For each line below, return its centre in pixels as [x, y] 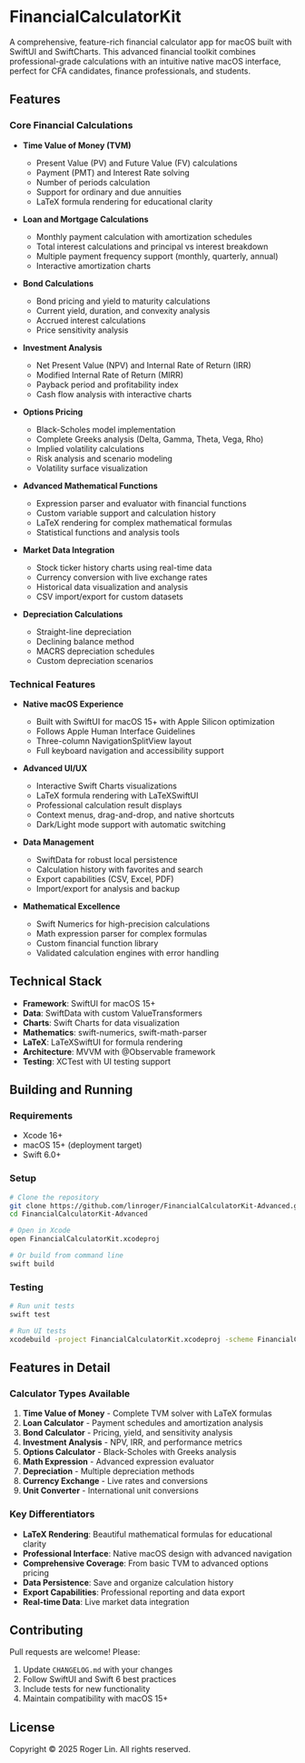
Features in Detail [60, 1368]
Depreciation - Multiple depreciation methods [108, 1471]
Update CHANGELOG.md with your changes [98, 1669]
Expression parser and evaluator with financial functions [141, 503]
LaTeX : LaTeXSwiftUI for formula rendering [103, 1042]
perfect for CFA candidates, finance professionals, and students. [130, 71]
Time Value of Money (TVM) [77, 145]
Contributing [46, 1631]
